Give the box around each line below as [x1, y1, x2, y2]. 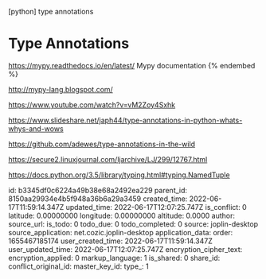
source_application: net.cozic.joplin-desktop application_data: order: [8, 227, 233, 237]
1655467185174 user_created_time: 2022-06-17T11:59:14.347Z [8, 236, 213, 246]
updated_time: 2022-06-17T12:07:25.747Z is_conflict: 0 [65, 202, 247, 211]
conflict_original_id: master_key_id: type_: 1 [8, 262, 149, 271]
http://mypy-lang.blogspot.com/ [8, 84, 113, 94]
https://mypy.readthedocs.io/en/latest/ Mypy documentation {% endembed [8, 60, 256, 70]
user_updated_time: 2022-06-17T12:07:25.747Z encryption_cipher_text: [8, 244, 243, 254]
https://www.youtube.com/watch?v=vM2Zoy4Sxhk [8, 99, 176, 110]
